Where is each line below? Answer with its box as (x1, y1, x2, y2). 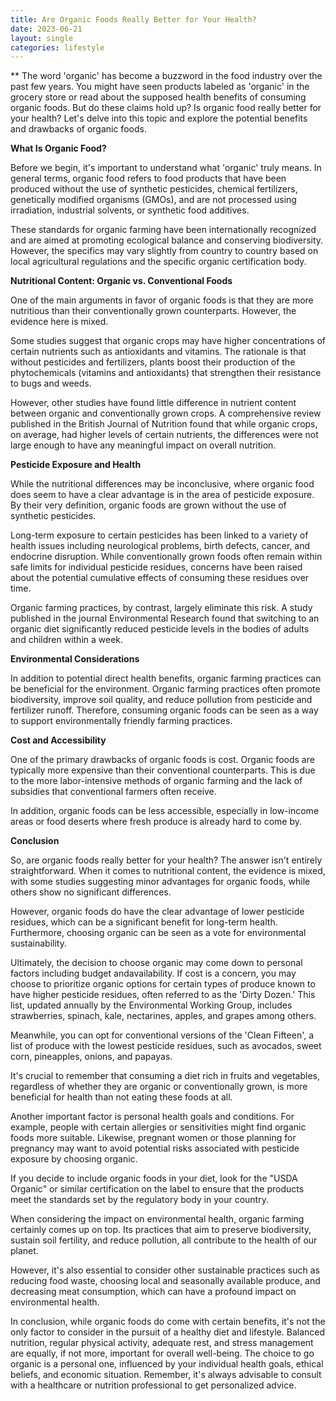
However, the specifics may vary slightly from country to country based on (10, 245, 319, 257)
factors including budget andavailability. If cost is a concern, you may (10, 967, 297, 980)
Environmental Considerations (10, 653, 140, 665)
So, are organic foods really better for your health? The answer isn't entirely (10, 854, 323, 866)
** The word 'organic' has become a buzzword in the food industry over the (10, 70, 323, 82)
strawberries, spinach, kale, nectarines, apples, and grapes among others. (10, 1010, 317, 1022)
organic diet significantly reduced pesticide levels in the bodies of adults (10, 623, 310, 635)
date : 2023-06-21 (10, 24, 83, 34)
